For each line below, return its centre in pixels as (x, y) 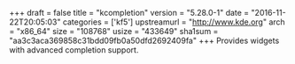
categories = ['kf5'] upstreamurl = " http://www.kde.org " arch (174, 22)
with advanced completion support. (74, 50)
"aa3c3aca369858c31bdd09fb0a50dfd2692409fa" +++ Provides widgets (144, 40)
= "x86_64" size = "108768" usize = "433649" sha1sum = (114, 31)
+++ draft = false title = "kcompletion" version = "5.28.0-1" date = (129, 13)
